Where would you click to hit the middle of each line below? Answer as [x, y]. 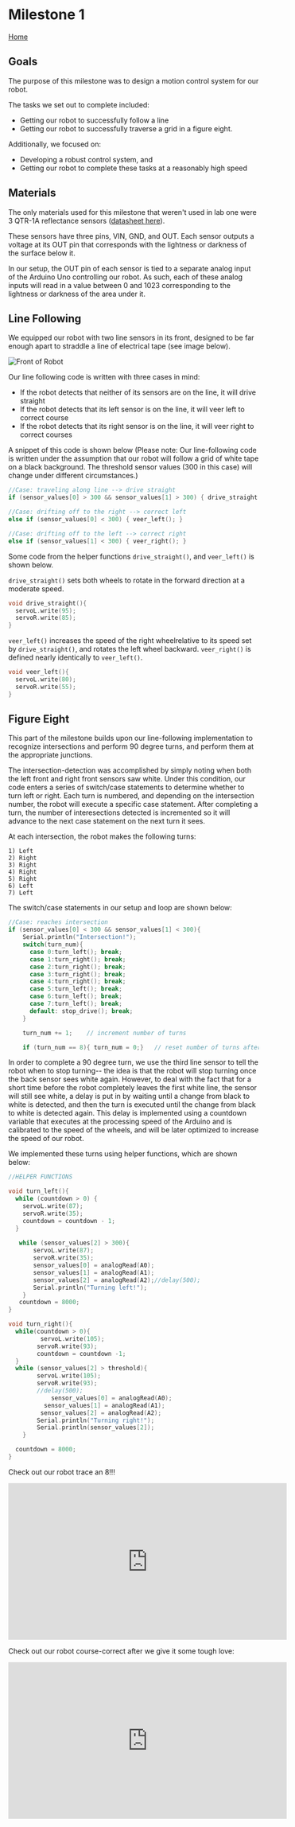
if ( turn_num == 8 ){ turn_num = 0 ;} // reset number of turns [131, 1047]
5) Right [23, 879]
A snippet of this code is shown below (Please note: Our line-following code [132, 450]
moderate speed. [36, 588]
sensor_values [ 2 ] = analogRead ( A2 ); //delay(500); [117, 1280]
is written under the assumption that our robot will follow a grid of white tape [134, 458]
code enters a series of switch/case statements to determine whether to [126, 787]
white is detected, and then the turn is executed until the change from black [132, 1104]
